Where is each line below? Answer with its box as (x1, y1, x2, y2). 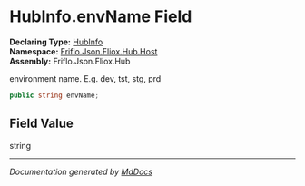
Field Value (9, 116, 74, 132)
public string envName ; (9, 91, 100, 100)
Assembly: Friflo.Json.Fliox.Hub (9, 55, 131, 66)
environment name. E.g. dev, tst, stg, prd (9, 73, 162, 83)
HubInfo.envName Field (9, 6, 192, 27)
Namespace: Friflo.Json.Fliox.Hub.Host (9, 45, 158, 56)
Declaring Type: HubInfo (9, 36, 103, 47)
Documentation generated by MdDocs (9, 166, 152, 177)
